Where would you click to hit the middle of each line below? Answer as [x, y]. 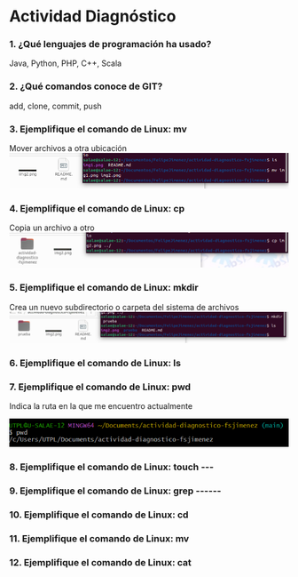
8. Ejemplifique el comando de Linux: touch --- [112, 467]
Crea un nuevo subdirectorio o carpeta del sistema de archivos [124, 307]
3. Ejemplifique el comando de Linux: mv [98, 129]
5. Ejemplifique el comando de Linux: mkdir [104, 288]
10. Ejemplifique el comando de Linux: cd [99, 515]
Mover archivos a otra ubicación [68, 148]
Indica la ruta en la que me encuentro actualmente [101, 405]
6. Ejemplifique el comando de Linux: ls [95, 363]
